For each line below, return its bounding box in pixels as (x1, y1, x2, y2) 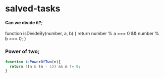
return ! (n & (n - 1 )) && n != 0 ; (9, 64, 81, 69)
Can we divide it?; (5, 19, 43, 25)
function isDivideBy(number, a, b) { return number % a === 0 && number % (5, 31, 160, 37)
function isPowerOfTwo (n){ (5, 59, 61, 64)
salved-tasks (5, 3, 60, 14)
